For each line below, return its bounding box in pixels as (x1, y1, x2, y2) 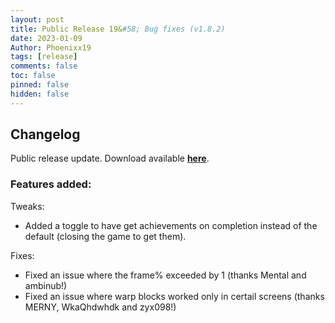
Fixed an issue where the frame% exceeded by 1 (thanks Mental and (24, 269, 307, 281)
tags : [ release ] (10, 52, 78, 62)
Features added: (10, 177, 92, 191)
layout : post (10, 14, 65, 25)
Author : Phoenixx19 (10, 42, 92, 53)
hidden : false (10, 89, 70, 99)
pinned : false (10, 80, 70, 90)
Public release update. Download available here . (10, 152, 210, 165)
